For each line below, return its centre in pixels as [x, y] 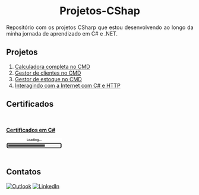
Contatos [24, 172]
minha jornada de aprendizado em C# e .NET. [62, 33]
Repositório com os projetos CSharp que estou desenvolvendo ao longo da [100, 27]
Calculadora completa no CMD [52, 66]
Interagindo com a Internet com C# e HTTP [67, 85]
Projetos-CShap [100, 11]
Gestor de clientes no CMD [48, 73]
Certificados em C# [31, 130]
